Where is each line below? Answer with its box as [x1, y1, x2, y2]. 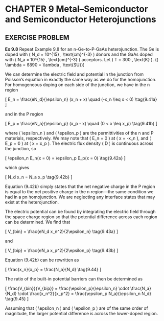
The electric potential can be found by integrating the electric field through [5, 209, 156, 214]
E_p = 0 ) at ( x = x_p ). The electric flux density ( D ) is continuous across [5, 140, 154, 146]
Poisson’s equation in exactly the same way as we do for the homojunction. [5, 77, 157, 82]
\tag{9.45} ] [5, 296, 29, 301]
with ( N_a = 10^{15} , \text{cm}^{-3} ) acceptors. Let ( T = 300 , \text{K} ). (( [5, 57, 158, 62]
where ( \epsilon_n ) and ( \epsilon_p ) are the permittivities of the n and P [5, 130, 154, 136]
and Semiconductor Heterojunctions [5, 14, 157, 25]
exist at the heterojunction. [5, 199, 59, 205]
